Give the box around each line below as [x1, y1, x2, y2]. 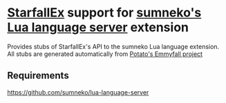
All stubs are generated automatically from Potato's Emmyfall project [7, 50, 203, 58]
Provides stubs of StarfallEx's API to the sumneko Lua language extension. [7, 42, 220, 50]
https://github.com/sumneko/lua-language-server [7, 88, 149, 96]
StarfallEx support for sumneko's [7, 5, 202, 21]
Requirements [7, 70, 69, 82]
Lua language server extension [7, 19, 189, 35]
